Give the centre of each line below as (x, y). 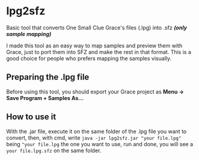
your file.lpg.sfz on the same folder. (54, 150)
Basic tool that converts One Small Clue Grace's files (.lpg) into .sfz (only (97, 28)
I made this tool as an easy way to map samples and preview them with (94, 46)
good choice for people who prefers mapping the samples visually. (89, 58)
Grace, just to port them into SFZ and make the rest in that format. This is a (99, 52)
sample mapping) (29, 34)
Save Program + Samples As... (45, 98)
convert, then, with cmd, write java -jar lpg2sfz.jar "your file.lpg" (94, 138)
